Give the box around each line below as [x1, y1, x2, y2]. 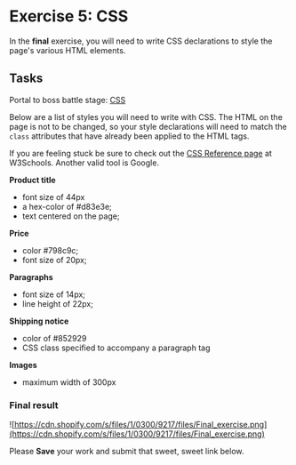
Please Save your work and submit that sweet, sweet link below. [9, 446, 244, 457]
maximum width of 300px [21, 376, 116, 388]
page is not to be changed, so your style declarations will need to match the [9, 121, 287, 132]
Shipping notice [9, 316, 69, 326]
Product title [9, 174, 56, 185]
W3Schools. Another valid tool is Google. [9, 157, 160, 168]
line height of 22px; [21, 298, 93, 309]
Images [9, 359, 37, 370]
